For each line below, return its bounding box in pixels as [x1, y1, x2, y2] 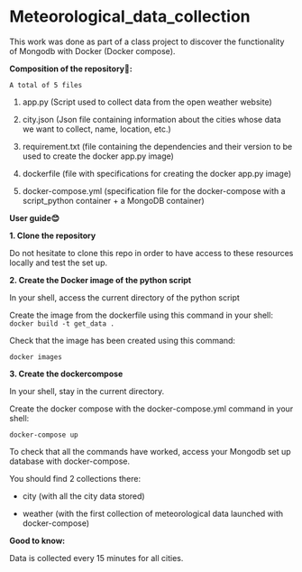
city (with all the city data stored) [22, 490, 146, 502]
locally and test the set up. [9, 257, 108, 268]
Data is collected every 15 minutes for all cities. [9, 552, 184, 563]
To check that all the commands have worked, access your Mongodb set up [9, 446, 291, 457]
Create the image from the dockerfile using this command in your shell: [9, 309, 273, 320]
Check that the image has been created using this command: [9, 335, 236, 346]
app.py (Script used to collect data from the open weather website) [22, 97, 272, 107]
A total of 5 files [9, 80, 83, 89]
